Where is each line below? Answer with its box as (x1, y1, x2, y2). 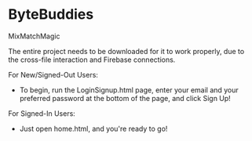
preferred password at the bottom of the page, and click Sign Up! (19, 93, 232, 103)
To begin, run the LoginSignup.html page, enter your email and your (19, 85, 239, 95)
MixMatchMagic (8, 31, 60, 41)
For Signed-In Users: (8, 108, 76, 118)
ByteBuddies (8, 5, 94, 23)
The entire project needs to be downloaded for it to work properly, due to (8, 46, 245, 56)
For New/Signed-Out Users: (8, 70, 98, 79)
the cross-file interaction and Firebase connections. (8, 55, 176, 64)
